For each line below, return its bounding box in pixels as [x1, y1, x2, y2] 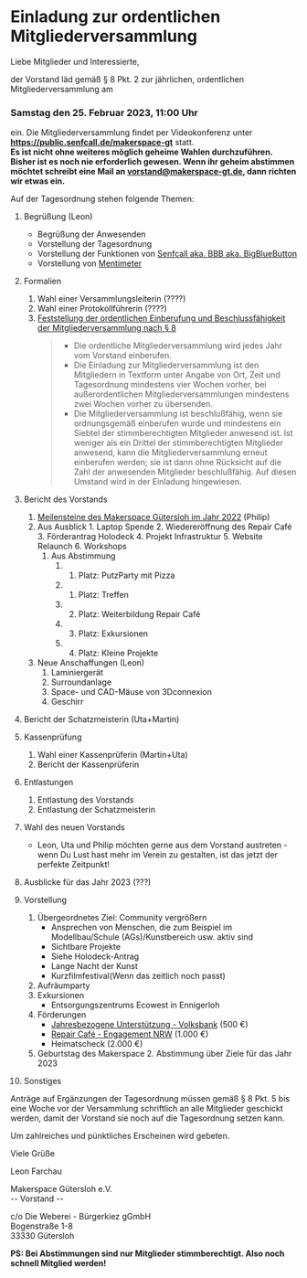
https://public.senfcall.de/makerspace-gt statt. [10, 137, 195, 148]
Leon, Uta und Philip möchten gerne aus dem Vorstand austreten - [37, 839, 288, 851]
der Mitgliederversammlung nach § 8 [37, 323, 176, 334]
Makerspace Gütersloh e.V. [10, 1184, 112, 1195]
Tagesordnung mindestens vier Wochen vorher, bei [73, 379, 267, 390]
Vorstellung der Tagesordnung [37, 239, 153, 250]
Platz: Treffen [78, 590, 129, 601]
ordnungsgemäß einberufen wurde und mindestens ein [73, 418, 281, 429]
